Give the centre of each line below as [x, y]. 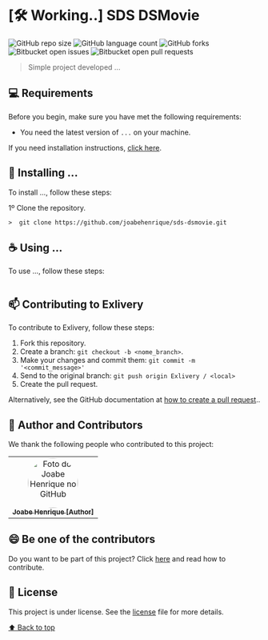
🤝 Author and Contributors [76, 425]
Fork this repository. [53, 343]
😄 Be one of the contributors [82, 539]
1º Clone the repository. [47, 207]
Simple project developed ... [74, 67]
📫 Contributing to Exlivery [76, 304]
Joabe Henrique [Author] [53, 512]
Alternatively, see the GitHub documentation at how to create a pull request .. [134, 400]
